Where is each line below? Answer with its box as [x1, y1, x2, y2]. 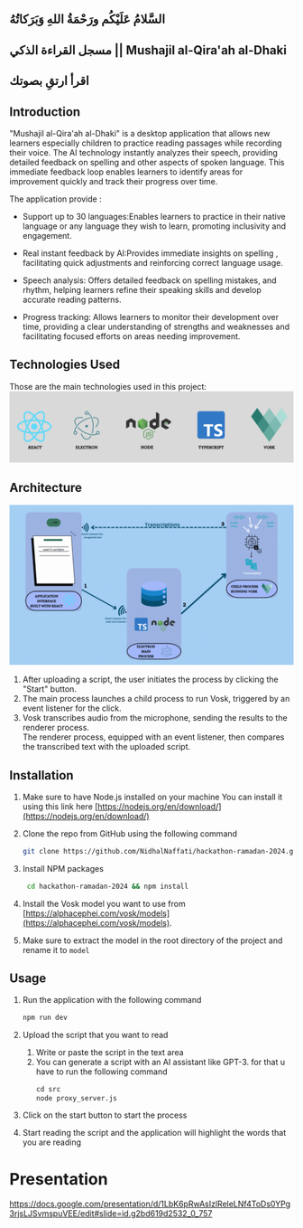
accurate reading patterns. [22, 294, 122, 305]
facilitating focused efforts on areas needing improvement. [22, 330, 241, 342]
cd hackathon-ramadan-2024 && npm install [26, 882, 189, 891]
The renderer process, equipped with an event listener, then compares [22, 732, 285, 742]
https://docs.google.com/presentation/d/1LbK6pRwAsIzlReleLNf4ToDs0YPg [9, 1198, 291, 1210]
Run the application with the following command [22, 995, 202, 1006]
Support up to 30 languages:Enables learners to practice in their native [22, 211, 286, 222]
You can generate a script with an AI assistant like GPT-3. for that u [35, 1057, 286, 1068]
